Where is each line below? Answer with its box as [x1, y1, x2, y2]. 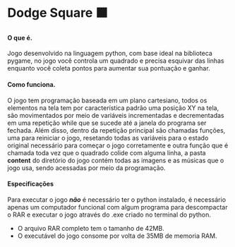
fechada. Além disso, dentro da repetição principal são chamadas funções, [7, 126, 226, 134]
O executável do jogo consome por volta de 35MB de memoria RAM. [17, 231, 217, 240]
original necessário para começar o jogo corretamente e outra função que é [7, 141, 229, 150]
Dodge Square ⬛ [7, 5, 108, 21]
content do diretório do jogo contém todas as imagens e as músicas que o [7, 156, 224, 164]
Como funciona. [7, 80, 56, 88]
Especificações [7, 180, 54, 188]
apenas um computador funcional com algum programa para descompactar [7, 203, 228, 211]
